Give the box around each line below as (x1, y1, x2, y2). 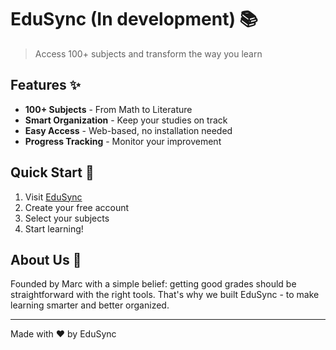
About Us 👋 (10, 251, 82, 268)
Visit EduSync (24, 191, 83, 203)
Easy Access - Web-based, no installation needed (24, 124, 233, 136)
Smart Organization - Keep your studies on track (24, 114, 228, 126)
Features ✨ (10, 77, 81, 94)
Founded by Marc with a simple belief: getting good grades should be (10, 278, 297, 290)
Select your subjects (24, 212, 110, 224)
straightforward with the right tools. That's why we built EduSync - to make (10, 289, 320, 301)
